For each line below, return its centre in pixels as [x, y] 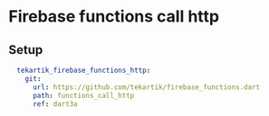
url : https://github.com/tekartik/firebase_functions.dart [146, 87]
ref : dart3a [55, 104]
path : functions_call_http [83, 95]
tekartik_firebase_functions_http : [84, 70]
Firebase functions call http [114, 17]
